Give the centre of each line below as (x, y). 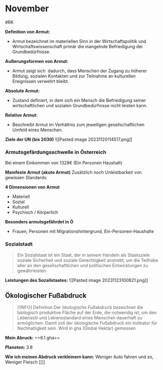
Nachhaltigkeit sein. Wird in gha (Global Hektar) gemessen (76, 328)
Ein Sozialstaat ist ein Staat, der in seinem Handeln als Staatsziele (83, 255)
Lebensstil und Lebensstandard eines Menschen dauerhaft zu (80, 318)
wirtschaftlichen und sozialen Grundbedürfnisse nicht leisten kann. (80, 105)
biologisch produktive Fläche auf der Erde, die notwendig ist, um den (87, 312)
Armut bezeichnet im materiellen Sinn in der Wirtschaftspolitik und (79, 41)
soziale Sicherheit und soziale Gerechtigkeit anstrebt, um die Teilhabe (88, 260)
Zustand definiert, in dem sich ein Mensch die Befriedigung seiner (79, 100)
